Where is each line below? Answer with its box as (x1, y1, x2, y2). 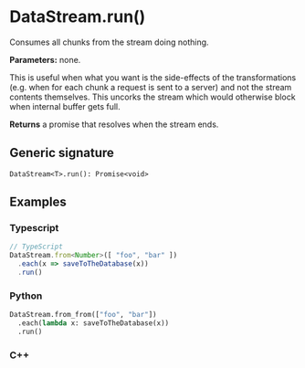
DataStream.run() (9, 6, 146, 27)
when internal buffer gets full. (9, 100, 121, 111)
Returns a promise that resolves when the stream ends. (9, 119, 219, 130)
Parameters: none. (9, 54, 81, 65)
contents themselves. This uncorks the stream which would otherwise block (9, 91, 296, 102)
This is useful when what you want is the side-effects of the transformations (9, 71, 297, 83)
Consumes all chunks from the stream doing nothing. (9, 37, 209, 47)
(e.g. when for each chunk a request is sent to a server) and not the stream (9, 81, 292, 92)
